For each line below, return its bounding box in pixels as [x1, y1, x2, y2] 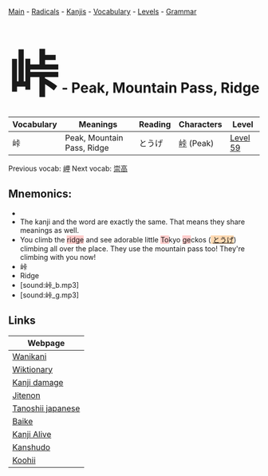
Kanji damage [12, 376, 64, 387]
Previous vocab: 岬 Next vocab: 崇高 [8, 163, 128, 173]
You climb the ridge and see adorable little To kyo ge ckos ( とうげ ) [19, 234, 237, 244]
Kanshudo [12, 442, 50, 453]
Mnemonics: [8, 187, 73, 201]
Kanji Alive [12, 428, 52, 439]
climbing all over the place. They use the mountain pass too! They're [19, 243, 246, 254]
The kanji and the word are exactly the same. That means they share [19, 217, 246, 226]
